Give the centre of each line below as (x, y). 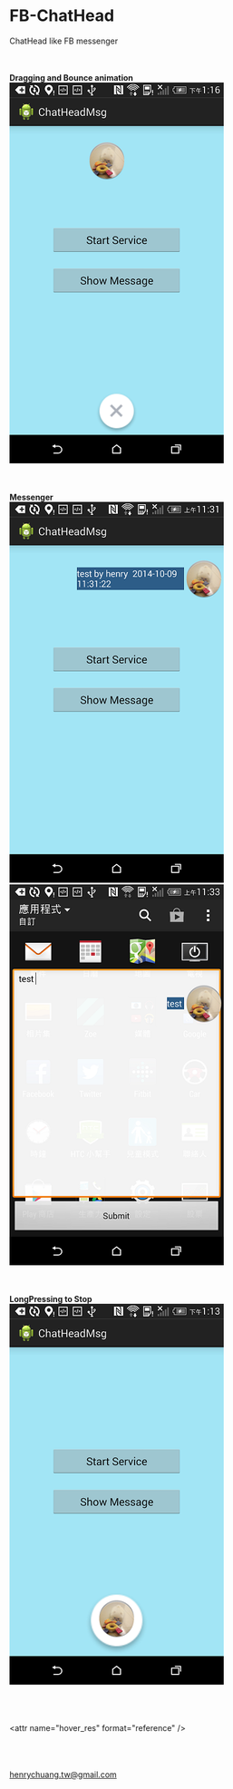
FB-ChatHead (62, 16)
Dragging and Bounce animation (72, 77)
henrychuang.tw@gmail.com (63, 1774)
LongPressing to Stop (51, 1298)
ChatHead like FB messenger (64, 41)
